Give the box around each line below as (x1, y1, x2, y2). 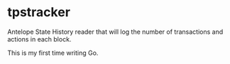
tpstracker (7, 4, 71, 20)
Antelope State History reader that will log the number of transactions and (7, 27, 224, 36)
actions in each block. (7, 34, 72, 43)
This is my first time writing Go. (7, 49, 99, 57)
